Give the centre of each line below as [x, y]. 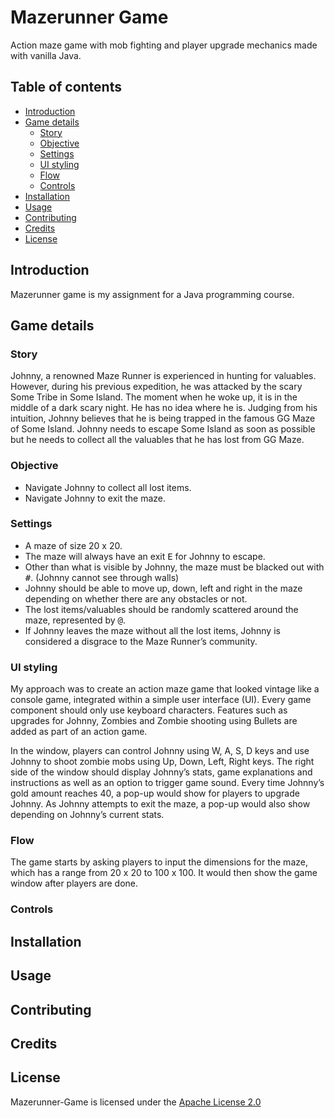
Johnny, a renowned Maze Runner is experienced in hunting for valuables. [163, 376]
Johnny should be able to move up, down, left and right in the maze [163, 588]
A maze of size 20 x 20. [73, 545]
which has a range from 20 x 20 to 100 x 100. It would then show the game [164, 873]
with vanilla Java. [46, 55]
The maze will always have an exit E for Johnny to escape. [145, 556]
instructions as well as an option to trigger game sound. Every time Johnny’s [167, 783]
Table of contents [66, 87]
